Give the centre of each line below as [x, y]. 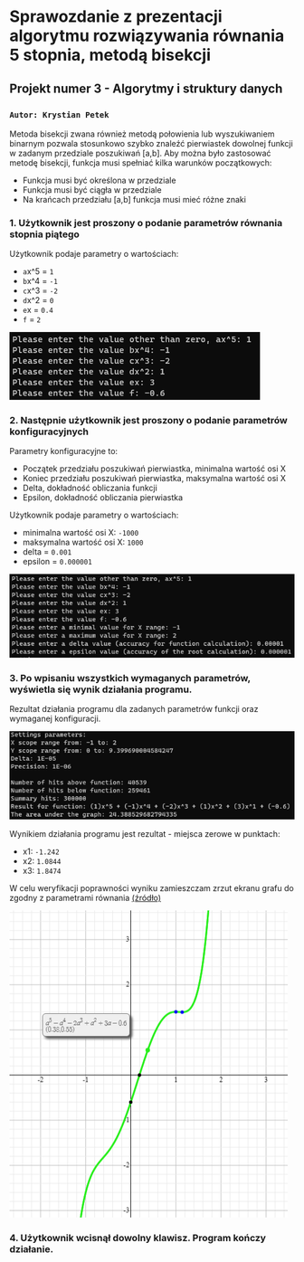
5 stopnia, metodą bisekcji [110, 55]
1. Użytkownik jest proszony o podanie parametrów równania [146, 223]
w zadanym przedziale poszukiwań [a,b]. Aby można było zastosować [140, 153]
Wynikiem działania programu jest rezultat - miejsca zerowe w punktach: [145, 834]
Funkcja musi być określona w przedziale [99, 180]
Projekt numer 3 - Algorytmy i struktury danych [146, 88]
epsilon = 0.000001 [57, 562]
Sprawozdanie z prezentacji [116, 17]
